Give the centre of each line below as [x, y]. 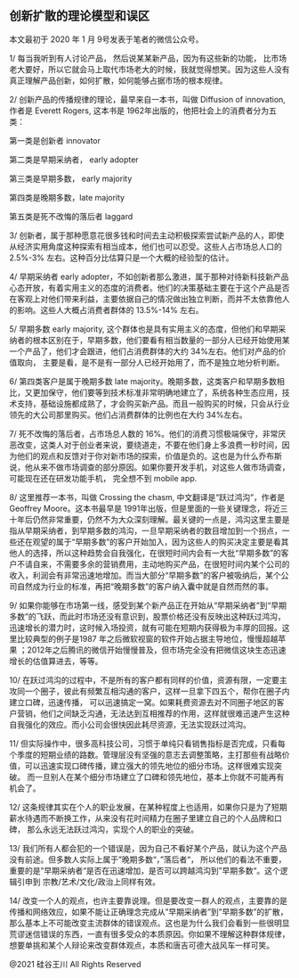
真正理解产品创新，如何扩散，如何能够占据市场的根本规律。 [118, 80]
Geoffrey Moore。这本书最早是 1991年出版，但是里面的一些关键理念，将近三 [149, 508]
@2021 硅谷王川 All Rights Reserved [75, 964]
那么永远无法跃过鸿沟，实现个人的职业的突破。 [112, 829]
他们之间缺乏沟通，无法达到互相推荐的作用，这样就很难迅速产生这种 [165, 713]
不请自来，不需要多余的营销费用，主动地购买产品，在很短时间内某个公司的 [153, 563]
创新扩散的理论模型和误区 [79, 16]
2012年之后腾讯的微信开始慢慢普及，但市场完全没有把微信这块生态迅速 [156, 650]
